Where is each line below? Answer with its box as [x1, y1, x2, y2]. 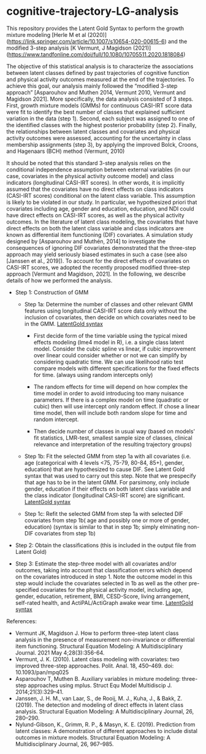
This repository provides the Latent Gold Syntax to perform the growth [6, 25, 185, 32]
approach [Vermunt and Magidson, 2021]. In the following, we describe [6, 270, 186, 278]
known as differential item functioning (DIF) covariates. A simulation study [6, 231, 193, 238]
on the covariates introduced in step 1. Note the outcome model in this [15, 573, 193, 580]
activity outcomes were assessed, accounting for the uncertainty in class [6, 134, 191, 142]
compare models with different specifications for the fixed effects [33, 364, 199, 372]
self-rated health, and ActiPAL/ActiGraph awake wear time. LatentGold [15, 599, 194, 606]
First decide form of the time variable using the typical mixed [33, 332, 188, 339]
